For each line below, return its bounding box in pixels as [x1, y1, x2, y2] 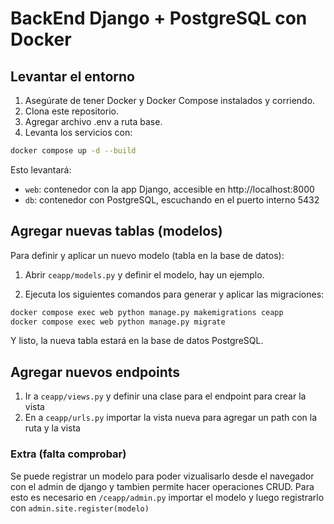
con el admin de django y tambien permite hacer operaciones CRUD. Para [10, 480, 315, 492]
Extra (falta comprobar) [10, 447, 127, 461]
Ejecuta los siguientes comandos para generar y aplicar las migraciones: [24, 288, 325, 300]
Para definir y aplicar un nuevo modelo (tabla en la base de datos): [10, 249, 285, 261]
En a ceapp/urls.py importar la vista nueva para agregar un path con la [24, 412, 318, 424]
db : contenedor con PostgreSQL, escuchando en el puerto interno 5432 [24, 193, 320, 206]
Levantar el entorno [10, 68, 135, 85]
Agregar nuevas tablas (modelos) [10, 223, 223, 240]
